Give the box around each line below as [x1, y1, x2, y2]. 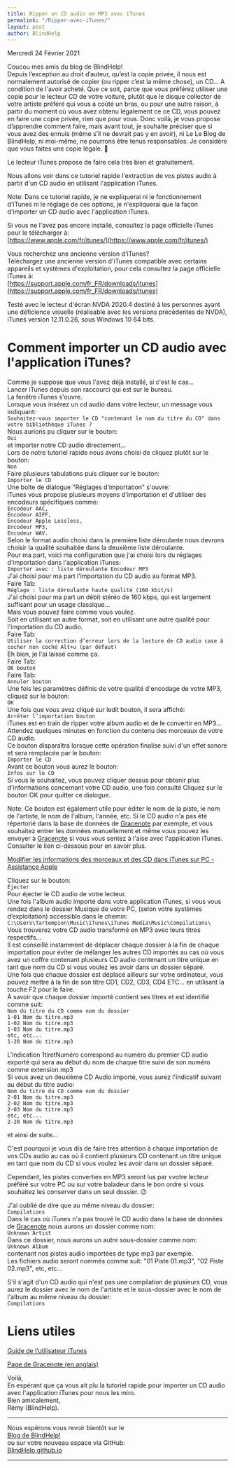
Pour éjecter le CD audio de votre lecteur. [7, 890, 127, 898]
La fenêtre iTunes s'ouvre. [7, 393, 83, 402]
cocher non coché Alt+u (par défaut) [7, 644, 117, 651]
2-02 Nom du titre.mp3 [7, 1100, 73, 1107]
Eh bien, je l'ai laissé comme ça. [7, 650, 99, 659]
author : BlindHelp [7, 29, 61, 37]
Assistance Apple [7, 863, 58, 871]
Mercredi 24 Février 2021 [7, 49, 80, 57]
